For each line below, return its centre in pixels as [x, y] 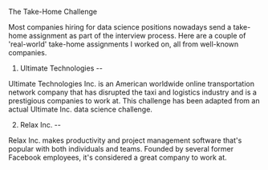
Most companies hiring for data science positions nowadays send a [120, 27]
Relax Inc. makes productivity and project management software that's [125, 140]
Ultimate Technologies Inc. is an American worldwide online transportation [132, 84]
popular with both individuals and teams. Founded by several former [121, 149]
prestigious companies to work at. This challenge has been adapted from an [134, 101]
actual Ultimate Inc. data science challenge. [80, 109]
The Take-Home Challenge [53, 12]
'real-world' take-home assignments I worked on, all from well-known [124, 44]
